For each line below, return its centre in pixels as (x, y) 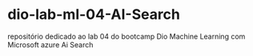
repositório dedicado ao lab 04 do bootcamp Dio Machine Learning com (127, 36)
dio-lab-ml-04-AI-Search (94, 15)
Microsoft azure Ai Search (50, 44)
